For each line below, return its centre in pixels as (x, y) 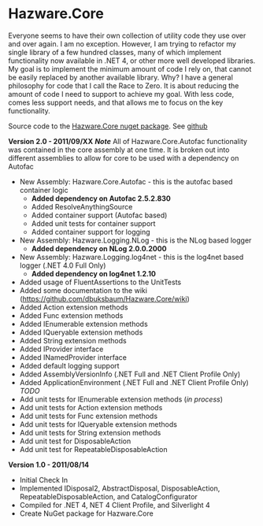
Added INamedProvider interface (73, 357)
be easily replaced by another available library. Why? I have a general (121, 77)
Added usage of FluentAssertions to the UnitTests (100, 282)
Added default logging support (69, 365)
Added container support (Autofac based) (99, 215)
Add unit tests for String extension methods (90, 432)
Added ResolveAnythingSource (82, 206)
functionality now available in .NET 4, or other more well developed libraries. (132, 61)
